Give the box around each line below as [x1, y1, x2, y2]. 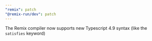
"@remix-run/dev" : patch [5, 12, 56, 17]
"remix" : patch [5, 7, 37, 12]
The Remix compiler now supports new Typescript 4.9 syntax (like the [5, 25, 148, 31]
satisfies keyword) [5, 30, 45, 36]
